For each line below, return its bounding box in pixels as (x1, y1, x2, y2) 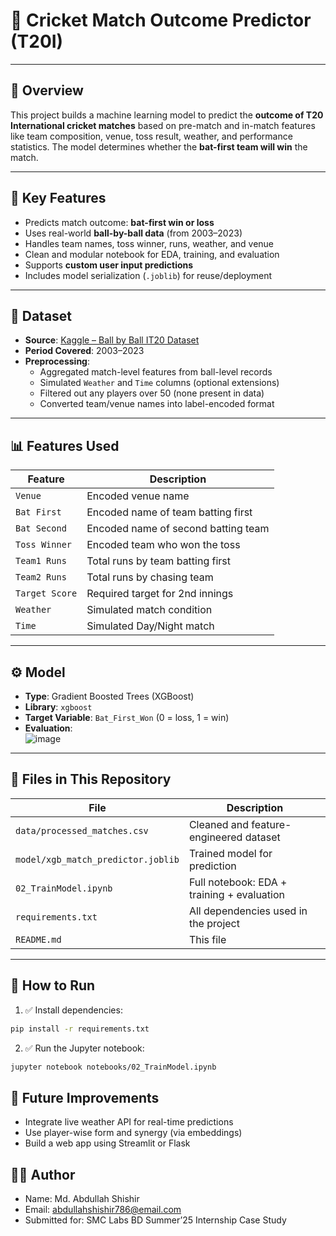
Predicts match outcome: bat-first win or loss (24, 216, 215, 228)
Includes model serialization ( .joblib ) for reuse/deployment (24, 269, 273, 281)
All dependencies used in (188, 904, 308, 918)
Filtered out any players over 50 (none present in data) (39, 387, 265, 399)
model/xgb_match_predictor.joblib (15, 854, 180, 865)
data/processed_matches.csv (15, 825, 149, 836)
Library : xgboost (24, 701, 93, 713)
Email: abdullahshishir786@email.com (24, 1204, 182, 1215)
